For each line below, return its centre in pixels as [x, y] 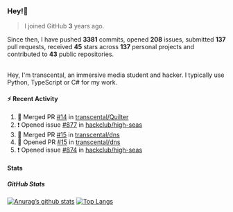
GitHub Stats [26, 184]
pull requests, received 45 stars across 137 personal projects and [101, 47]
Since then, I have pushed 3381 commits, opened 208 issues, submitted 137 [116, 39]
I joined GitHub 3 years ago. [64, 26]
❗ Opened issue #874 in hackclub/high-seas [80, 150]
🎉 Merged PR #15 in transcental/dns [68, 134]
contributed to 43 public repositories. [61, 54]
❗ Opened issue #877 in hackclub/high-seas [80, 125]
